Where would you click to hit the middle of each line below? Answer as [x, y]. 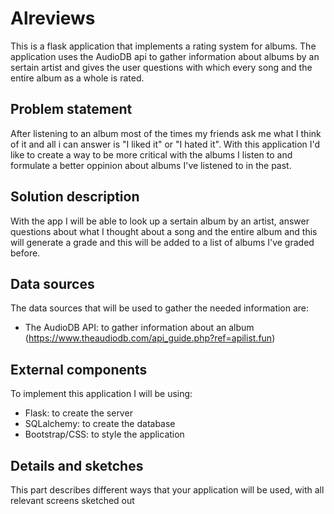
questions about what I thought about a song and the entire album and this [164, 231]
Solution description [75, 197]
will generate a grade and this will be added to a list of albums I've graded [162, 242]
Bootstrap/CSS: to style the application [104, 434]
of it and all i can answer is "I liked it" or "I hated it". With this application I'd [165, 144]
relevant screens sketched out [72, 500]
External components [79, 369]
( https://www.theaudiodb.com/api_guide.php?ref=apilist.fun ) [150, 338]
